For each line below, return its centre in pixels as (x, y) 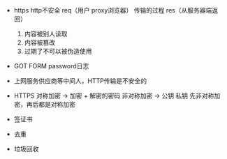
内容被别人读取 (46, 34)
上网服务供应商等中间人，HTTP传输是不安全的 (80, 81)
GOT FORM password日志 (51, 66)
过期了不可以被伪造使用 (58, 51)
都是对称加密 (57, 104)
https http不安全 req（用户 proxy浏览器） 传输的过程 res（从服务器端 (113, 10)
